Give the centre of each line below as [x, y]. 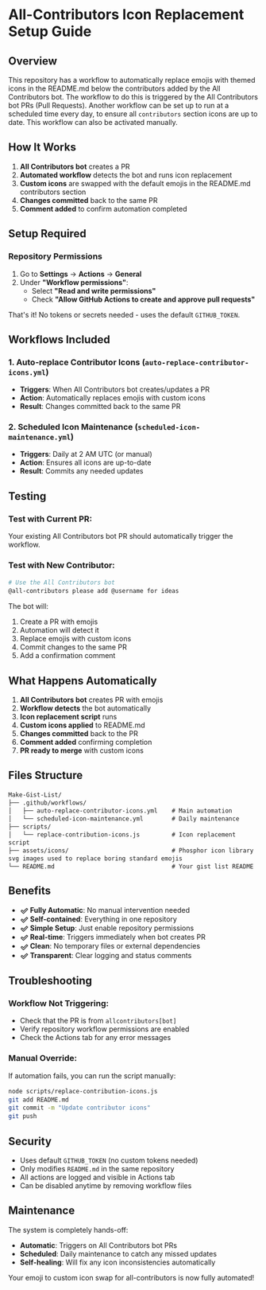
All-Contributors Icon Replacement [126, 15]
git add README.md [39, 1100]
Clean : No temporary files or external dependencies [115, 946]
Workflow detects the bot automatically [85, 708]
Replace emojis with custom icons [75, 639]
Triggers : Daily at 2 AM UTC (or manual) [86, 454]
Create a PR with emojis [59, 622]
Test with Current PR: [50, 519]
